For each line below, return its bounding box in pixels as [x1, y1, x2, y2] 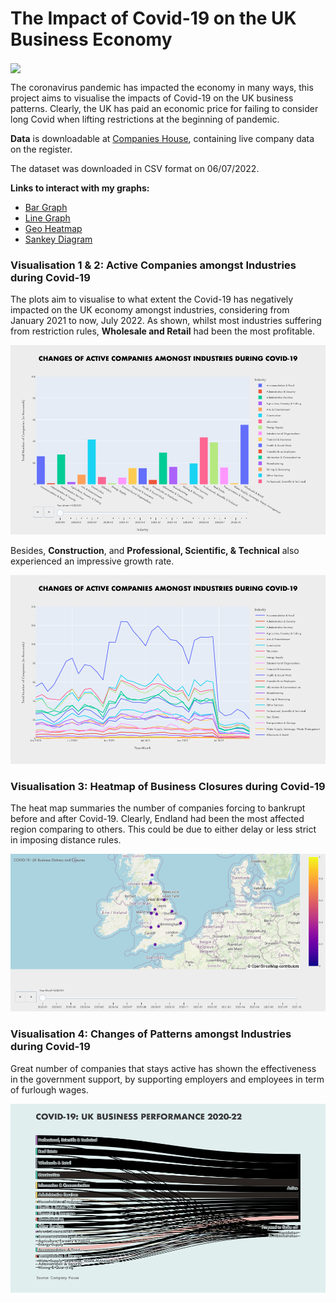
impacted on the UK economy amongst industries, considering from [10, 304, 290, 316]
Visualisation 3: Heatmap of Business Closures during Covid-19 [10, 780, 326, 794]
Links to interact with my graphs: [10, 182, 150, 194]
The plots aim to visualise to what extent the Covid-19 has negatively [10, 293, 294, 306]
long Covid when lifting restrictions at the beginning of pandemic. [10, 113, 280, 126]
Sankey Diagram [24, 233, 93, 246]
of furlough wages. [10, 1083, 89, 1096]
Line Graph [24, 212, 71, 224]
